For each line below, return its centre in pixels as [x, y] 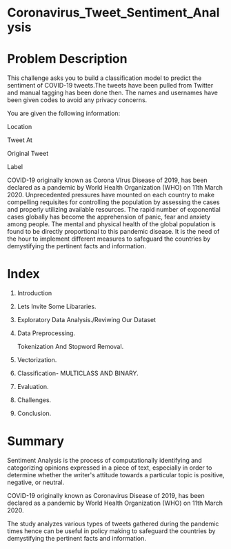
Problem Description [67, 59]
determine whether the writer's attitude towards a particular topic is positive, [116, 475]
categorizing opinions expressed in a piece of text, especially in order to [110, 468]
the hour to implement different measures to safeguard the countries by [109, 239]
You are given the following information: [64, 113]
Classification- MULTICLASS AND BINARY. [78, 373]
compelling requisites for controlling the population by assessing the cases [113, 202]
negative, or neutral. [36, 482]
